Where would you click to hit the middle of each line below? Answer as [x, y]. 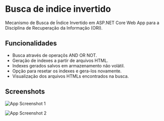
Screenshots [25, 92]
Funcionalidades [31, 44]
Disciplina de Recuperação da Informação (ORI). [54, 28]
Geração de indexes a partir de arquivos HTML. [60, 60]
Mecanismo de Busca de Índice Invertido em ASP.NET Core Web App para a [82, 23]
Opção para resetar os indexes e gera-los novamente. [67, 71]
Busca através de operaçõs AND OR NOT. [55, 55]
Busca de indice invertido [58, 9]
